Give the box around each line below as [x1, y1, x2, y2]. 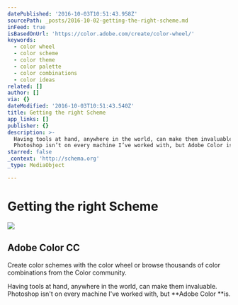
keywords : [7, 37, 37, 44]
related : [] [7, 83, 42, 90]
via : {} [7, 96, 30, 103]
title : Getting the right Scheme [7, 109, 106, 116]
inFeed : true [7, 23, 46, 30]
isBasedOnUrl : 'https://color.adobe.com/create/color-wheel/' [7, 30, 195, 38]
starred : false [7, 149, 52, 156]
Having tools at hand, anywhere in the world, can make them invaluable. [7, 282, 217, 290]
